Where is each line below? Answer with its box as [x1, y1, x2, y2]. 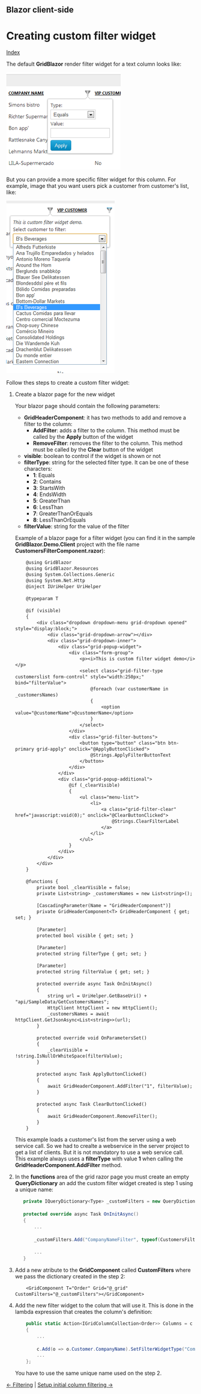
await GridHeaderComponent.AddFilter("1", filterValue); [47, 1083, 193, 1089]
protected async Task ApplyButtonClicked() [37, 1071, 147, 1077]
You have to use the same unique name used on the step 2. [14, 1369, 162, 1377]
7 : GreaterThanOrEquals [32, 510, 93, 517]
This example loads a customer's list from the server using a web [14, 1136, 176, 1143]
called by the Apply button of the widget [32, 433, 134, 441]
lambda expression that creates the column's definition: [14, 1309, 153, 1316]
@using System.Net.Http [26, 578, 85, 584]
